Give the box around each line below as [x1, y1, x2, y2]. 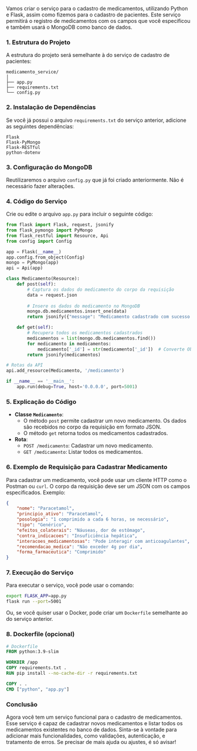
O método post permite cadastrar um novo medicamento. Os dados [23, 417, 186, 424]
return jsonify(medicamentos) [27, 352, 101, 358]
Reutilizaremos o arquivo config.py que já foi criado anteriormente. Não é [6, 176, 184, 183]
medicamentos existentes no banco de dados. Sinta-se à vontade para [6, 726, 177, 733]
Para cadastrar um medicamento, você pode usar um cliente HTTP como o [6, 476, 187, 483]
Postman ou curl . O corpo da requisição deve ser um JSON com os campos [6, 482, 191, 490]
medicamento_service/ [6, 69, 59, 75]
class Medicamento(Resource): [6, 276, 80, 282]
